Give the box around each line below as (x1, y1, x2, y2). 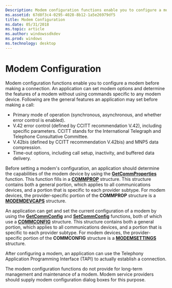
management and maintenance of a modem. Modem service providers (5, 271, 154, 277)
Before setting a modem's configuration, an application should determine (5, 165, 160, 171)
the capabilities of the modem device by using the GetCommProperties (5, 170, 157, 177)
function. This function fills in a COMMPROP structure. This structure (5, 176, 152, 182)
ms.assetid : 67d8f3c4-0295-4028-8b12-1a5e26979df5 (5, 12, 116, 17)
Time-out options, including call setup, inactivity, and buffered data (12, 150, 155, 156)
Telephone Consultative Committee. (12, 133, 89, 139)
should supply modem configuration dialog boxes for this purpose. (5, 276, 146, 282)
